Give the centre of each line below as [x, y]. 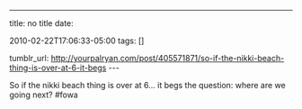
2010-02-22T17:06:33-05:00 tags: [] [77, 41]
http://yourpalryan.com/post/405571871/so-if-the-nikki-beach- [168, 58]
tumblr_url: [29, 58]
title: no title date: [41, 23]
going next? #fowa [44, 95]
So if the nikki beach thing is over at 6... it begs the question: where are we [147, 85]
